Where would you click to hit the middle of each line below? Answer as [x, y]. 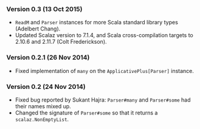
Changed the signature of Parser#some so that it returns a [86, 113]
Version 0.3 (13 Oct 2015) [44, 9]
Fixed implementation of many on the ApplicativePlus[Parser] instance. [105, 71]
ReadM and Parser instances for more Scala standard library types [96, 23]
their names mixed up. [43, 106]
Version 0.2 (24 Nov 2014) [46, 86]
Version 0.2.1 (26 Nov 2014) [48, 58]
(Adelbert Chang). [38, 29]
